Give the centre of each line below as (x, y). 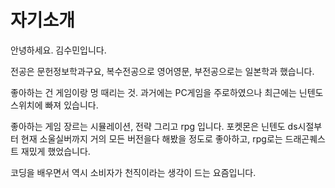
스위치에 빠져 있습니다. (54, 105)
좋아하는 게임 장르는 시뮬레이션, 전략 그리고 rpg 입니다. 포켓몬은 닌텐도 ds (154, 126)
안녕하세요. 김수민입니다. (58, 50)
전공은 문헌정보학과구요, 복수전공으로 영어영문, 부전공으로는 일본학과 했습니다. (162, 71)
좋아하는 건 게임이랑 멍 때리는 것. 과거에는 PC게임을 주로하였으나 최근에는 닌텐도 (167, 92)
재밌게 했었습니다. (55, 151)
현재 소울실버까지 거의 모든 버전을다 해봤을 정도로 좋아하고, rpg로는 (151, 138)
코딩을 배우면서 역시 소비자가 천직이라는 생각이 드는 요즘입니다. (133, 172)
